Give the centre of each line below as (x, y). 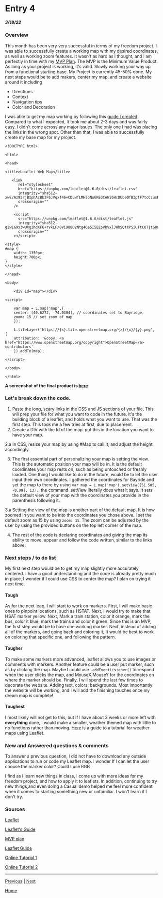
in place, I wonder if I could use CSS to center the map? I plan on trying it (78, 579)
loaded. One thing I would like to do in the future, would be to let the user (85, 474)
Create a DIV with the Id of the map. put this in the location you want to (83, 429)
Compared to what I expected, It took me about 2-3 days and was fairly (76, 121)
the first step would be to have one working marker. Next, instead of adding (81, 627)
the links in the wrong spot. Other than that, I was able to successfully (75, 132)
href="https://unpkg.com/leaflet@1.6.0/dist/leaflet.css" (78, 189)
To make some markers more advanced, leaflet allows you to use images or (81, 659)
